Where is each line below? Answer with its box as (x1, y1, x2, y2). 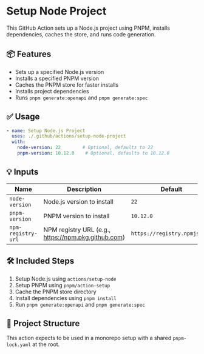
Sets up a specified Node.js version (15, 68, 104, 75)
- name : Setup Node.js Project (6, 127, 86, 134)
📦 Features (6, 49, 52, 59)
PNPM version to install (43, 212, 110, 220)
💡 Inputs (6, 167, 39, 177)
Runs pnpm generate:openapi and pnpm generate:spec (15, 94, 148, 101)
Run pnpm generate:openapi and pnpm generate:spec (15, 301, 146, 308)
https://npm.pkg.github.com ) (43, 233, 126, 241)
